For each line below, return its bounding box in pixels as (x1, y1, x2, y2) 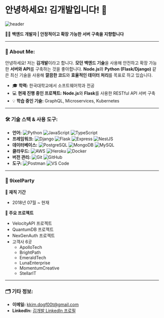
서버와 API (10, 66, 31, 72)
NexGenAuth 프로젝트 (12, 232, 55, 238)
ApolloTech (19, 244, 42, 250)
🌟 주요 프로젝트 (5, 210, 34, 216)
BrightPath (19, 249, 41, 255)
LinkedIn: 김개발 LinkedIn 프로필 (12, 308, 76, 314)
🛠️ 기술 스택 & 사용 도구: (5, 116, 58, 123)
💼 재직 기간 (5, 189, 26, 195)
